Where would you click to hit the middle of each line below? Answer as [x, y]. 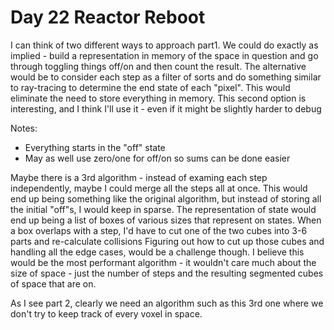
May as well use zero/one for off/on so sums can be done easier [157, 158]
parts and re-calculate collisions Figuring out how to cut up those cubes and [167, 241]
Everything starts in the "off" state [95, 147]
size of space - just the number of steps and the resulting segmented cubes [167, 273]
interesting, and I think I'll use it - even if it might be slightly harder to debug [166, 108]
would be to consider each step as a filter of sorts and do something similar [166, 77]
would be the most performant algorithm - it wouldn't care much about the [163, 262]
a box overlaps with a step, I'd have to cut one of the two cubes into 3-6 [159, 230]
